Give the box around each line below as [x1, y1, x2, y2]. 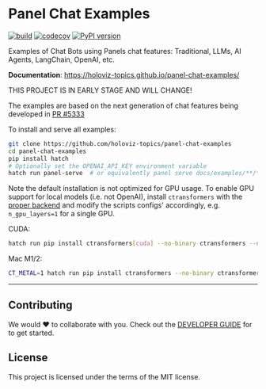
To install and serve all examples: [8, 124, 116, 134]
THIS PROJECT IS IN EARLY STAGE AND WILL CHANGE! [8, 85, 192, 95]
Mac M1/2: [8, 254, 43, 264]
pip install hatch [8, 154, 69, 162]
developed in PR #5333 [8, 109, 85, 119]
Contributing [8, 299, 73, 312]
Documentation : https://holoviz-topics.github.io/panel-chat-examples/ [8, 70, 240, 79]
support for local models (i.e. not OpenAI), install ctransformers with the [8, 192, 243, 202]
